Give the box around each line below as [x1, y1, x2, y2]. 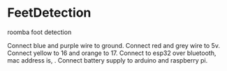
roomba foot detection [7, 28, 72, 36]
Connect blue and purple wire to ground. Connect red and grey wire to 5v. [7, 41, 220, 49]
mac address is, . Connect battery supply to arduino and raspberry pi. [7, 56, 208, 64]
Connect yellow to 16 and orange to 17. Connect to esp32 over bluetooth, [7, 49, 217, 57]
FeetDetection [7, 5, 91, 21]
